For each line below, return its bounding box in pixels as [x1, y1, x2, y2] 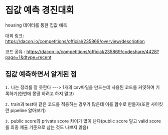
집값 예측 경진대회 [5, 4, 74, 16]
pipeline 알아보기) [10, 107, 46, 113]
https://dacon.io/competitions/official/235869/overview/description [5, 38, 145, 44]
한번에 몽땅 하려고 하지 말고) [19, 90, 74, 96]
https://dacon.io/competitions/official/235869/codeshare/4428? [26, 48, 159, 54]
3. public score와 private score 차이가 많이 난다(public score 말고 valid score [5, 118, 161, 124]
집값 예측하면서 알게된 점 [5, 70, 77, 78]
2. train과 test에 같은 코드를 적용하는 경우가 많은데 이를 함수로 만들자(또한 [5, 101, 150, 107]
